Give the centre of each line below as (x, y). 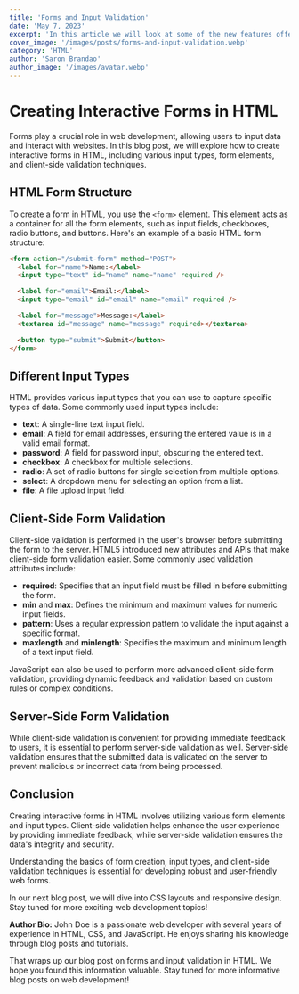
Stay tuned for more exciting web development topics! (109, 907)
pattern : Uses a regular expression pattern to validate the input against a (155, 624)
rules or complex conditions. (61, 688)
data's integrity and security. (62, 844)
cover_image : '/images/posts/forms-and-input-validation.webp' (129, 42)
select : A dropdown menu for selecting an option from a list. (133, 481)
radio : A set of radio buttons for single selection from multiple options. (151, 472)
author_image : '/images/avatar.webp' (79, 68)
